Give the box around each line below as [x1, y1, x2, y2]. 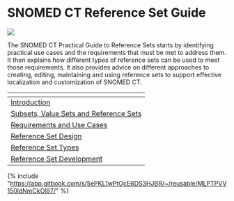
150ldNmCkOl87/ [7, 186, 56, 195]
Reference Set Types [10, 143, 79, 152]
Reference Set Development [10, 154, 103, 163]
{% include [7, 172, 39, 180]
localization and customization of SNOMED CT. [7, 78, 143, 86]
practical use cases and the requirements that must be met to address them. [7, 48, 226, 56]
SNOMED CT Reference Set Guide [7, 5, 207, 21]
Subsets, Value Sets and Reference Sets [10, 108, 142, 118]
